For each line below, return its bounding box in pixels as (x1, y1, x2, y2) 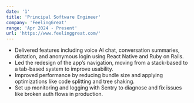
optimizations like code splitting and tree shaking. (14, 78, 135, 85)
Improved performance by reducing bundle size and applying (14, 72, 163, 79)
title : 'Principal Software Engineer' (6, 14, 101, 20)
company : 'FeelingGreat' (6, 19, 67, 25)
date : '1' (6, 8, 31, 15)
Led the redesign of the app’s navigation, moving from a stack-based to (14, 59, 188, 67)
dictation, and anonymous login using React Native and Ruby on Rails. (14, 53, 184, 60)
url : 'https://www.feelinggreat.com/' (6, 31, 101, 36)
